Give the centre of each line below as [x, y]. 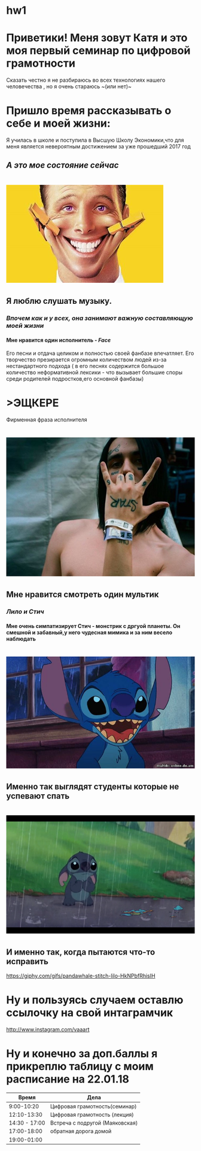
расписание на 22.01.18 [68, 1079]
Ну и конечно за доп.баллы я [82, 1054]
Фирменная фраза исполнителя [47, 420]
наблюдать [21, 639]
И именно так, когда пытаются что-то [81, 952]
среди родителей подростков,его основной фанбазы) [75, 379]
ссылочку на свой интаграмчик [90, 1013]
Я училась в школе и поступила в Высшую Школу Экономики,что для [95, 140]
